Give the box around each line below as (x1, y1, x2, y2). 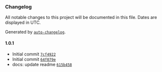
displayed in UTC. (5, 19, 41, 25)
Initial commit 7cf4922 (12, 51, 56, 57)
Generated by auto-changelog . (5, 29, 66, 35)
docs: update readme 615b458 (12, 61, 72, 67)
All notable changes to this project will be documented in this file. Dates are (5, 15, 158, 20)
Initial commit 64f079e (12, 56, 56, 62)
